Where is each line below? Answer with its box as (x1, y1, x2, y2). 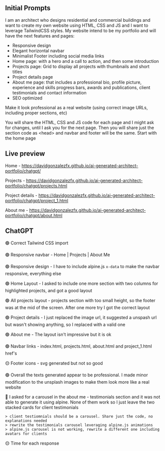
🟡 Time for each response (5, 440, 59, 447)
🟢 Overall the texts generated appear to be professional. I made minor (5, 372, 148, 378)
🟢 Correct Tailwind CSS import (5, 240, 68, 246)
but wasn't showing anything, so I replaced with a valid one (5, 321, 126, 328)
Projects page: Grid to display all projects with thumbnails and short (12, 63, 150, 69)
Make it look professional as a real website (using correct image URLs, (5, 104, 148, 110)
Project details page (12, 74, 53, 80)
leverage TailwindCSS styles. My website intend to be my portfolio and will (5, 27, 156, 34)
